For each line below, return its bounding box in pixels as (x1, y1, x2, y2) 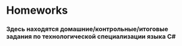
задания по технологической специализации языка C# (6, 32, 176, 41)
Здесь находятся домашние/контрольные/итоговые (6, 25, 169, 33)
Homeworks (6, 4, 68, 17)
